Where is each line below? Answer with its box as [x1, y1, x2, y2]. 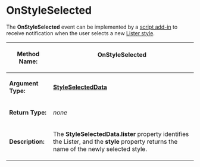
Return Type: [9, 108, 46, 116]
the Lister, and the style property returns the [52, 137, 178, 146]
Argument [9, 79, 39, 87]
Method [17, 50, 40, 58]
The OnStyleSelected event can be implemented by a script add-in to [6, 23, 178, 30]
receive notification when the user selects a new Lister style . [6, 29, 155, 36]
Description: [9, 137, 45, 146]
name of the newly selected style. [52, 144, 148, 153]
